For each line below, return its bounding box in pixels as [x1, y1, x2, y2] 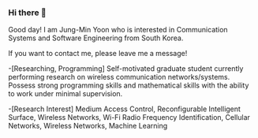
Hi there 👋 [8, 7, 47, 18]
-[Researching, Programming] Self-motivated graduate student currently [8, 64, 244, 73]
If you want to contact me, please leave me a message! [8, 49, 188, 58]
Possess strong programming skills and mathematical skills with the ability [8, 80, 249, 90]
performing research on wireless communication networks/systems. [8, 73, 230, 82]
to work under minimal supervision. [8, 89, 123, 99]
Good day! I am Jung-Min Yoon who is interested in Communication [8, 25, 228, 35]
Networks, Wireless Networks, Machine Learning [8, 121, 168, 131]
